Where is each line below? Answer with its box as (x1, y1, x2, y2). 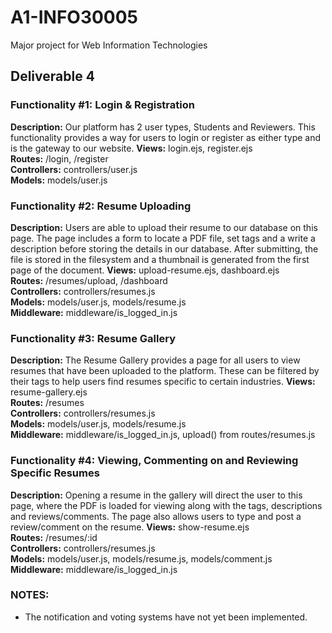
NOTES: (10, 588, 50, 602)
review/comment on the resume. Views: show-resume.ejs (10, 521, 250, 533)
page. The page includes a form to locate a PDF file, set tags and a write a (10, 232, 316, 244)
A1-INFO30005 (10, 6, 139, 29)
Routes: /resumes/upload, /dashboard (10, 274, 168, 286)
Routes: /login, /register (10, 152, 109, 165)
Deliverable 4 (10, 68, 95, 85)
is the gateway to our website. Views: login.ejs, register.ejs (10, 142, 253, 154)
